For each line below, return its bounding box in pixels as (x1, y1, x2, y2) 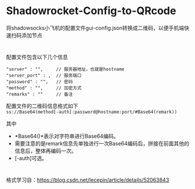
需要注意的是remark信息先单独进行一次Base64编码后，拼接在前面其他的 (14, 140, 190, 147)
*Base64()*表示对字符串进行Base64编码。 (14, 132, 119, 140)
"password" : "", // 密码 (6, 79, 73, 85)
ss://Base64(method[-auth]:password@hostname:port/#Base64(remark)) (6, 109, 177, 115)
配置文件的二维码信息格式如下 (6, 102, 78, 110)
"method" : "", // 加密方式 (6, 85, 82, 91)
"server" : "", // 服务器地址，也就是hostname (6, 67, 125, 72)
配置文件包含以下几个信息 (6, 54, 68, 61)
